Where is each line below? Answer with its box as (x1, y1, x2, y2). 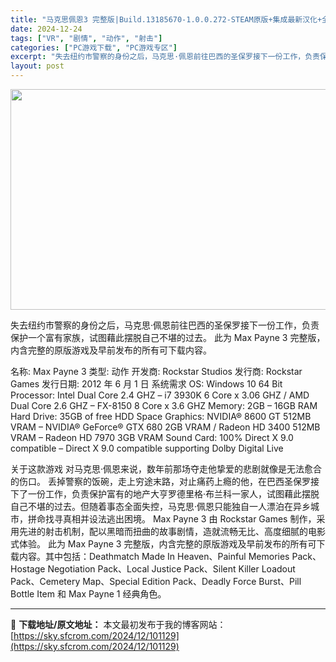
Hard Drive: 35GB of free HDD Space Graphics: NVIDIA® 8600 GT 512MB (10, 411, 312, 422)
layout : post (10, 61, 65, 71)
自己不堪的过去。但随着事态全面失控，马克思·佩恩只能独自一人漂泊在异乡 (10, 501, 312, 512)
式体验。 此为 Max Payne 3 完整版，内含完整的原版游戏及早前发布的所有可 (10, 538, 317, 550)
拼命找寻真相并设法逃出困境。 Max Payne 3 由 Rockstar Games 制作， (27, 513, 317, 525)
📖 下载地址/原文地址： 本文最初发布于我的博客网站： (10, 619, 227, 630)
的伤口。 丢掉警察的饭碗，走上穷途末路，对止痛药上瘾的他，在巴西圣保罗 (10, 476, 311, 487)
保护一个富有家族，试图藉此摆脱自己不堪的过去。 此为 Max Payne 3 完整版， (10, 332, 326, 343)
